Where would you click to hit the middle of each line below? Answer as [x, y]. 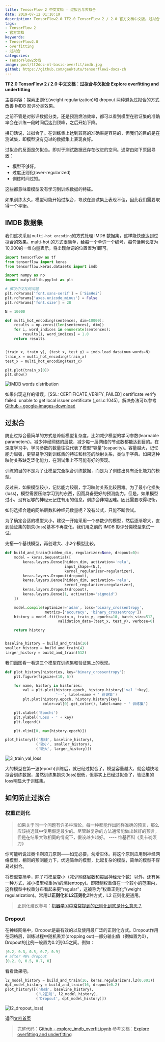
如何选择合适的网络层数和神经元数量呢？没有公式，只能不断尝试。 [72, 510]
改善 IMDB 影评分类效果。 [31, 106]
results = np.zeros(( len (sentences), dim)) [59, 325]
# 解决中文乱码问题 [22, 289]
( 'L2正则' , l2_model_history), [67, 994]
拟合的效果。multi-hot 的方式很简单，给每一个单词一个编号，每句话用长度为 [82, 242]
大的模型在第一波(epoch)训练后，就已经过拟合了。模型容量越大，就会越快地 [82, 768]
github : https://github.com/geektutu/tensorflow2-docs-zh [66, 70]
